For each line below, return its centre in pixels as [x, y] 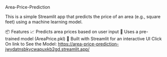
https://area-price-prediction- [88, 44]
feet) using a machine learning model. [44, 22]
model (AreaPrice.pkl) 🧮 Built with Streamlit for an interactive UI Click [91, 39]
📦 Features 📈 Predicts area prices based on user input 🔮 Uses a [72, 32]
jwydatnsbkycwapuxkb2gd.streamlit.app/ [47, 49]
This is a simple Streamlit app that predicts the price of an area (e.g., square [83, 16]
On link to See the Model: [31, 44]
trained [12, 39]
